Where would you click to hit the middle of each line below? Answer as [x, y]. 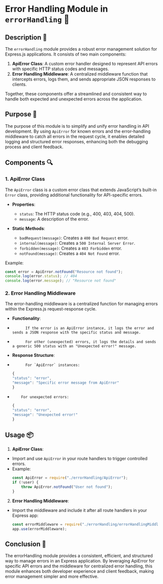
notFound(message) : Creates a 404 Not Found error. [70, 253]
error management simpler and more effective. [52, 577]
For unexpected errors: [45, 397]
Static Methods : [28, 228]
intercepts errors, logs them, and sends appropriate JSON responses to [84, 79]
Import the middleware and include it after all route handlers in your [80, 510]
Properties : [24, 204]
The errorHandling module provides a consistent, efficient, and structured [79, 556]
